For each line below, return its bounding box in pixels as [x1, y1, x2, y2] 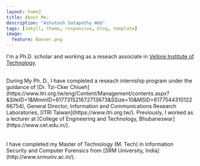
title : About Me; [6, 14, 50, 20]
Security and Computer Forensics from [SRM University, [6, 147, 144, 154]
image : [6, 31, 23, 37]
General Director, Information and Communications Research [26, 103, 177, 109]
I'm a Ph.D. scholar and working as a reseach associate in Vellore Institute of [6, 53, 194, 60]
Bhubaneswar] [139, 115, 175, 122]
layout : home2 [6, 8, 42, 15]
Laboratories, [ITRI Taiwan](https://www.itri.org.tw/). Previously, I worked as [6, 109, 193, 116]
